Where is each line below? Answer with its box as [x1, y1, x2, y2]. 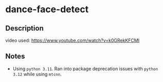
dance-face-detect [5, 4, 89, 15]
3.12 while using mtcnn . [12, 71, 62, 77]
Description [5, 24, 44, 33]
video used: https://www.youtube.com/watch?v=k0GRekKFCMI [5, 37, 140, 43]
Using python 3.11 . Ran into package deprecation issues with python [12, 65, 158, 72]
